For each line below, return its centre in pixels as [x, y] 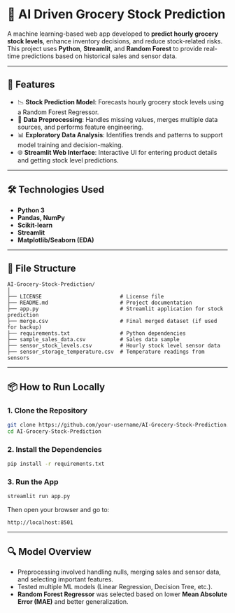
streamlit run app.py [39, 497]
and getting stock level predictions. [68, 160]
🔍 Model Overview [50, 552]
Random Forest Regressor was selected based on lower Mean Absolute [122, 594]
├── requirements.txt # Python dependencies [97, 333]
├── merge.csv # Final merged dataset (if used [112, 322]
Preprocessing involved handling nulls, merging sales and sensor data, [119, 572]
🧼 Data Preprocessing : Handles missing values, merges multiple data [117, 119]
